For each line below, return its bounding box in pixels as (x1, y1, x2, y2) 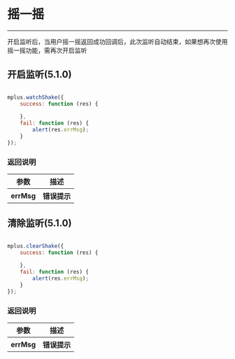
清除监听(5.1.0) (7, 218, 72, 230)
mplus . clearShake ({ (7, 242, 64, 249)
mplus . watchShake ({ (7, 94, 64, 101)
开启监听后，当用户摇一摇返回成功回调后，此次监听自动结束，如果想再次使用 (7, 37, 228, 45)
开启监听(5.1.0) (7, 69, 72, 80)
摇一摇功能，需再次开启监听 (7, 46, 87, 55)
